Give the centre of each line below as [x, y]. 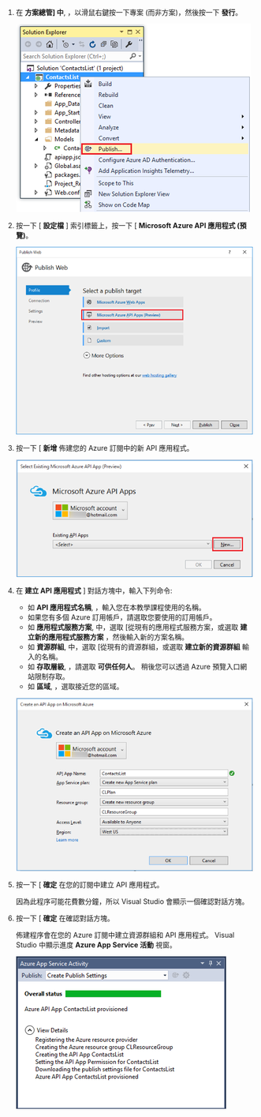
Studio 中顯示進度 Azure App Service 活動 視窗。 [96, 945]
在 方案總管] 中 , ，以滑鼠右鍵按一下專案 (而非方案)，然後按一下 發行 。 [129, 12]
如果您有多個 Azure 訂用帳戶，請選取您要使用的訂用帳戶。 [122, 617]
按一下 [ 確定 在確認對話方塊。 [65, 918]
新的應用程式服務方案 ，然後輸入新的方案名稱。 [112, 637]
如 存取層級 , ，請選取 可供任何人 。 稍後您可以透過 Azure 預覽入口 [134, 666]
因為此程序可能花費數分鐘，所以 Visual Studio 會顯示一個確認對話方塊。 [132, 901]
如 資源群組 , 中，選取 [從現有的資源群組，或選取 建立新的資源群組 [134, 647]
